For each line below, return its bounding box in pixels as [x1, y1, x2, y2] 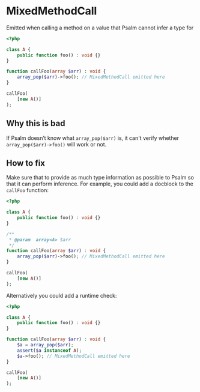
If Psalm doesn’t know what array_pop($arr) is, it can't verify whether [6, 134, 179, 142]
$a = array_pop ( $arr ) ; [17, 342, 74, 348]
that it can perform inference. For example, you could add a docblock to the [6, 180, 193, 187]
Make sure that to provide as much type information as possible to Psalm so [6, 174, 194, 181]
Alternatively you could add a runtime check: [6, 292, 117, 299]
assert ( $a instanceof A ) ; [17, 347, 82, 354]
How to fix [6, 158, 45, 168]
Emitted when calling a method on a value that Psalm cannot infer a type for [6, 24, 194, 31]
